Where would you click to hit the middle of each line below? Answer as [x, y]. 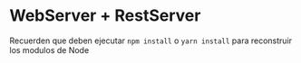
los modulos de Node [49, 49]
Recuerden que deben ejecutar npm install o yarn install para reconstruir [151, 40]
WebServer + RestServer [105, 16]
